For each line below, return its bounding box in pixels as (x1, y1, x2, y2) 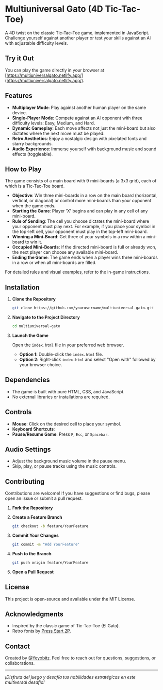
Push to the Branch (12, 550, 52, 556)
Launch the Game (12, 332, 49, 338)
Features (5, 91, 33, 100)
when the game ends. (12, 203, 56, 209)
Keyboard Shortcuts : (12, 426, 55, 432)
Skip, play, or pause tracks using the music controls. (12, 463, 117, 469)
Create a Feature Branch (12, 514, 63, 520)
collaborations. (5, 660, 35, 666)
